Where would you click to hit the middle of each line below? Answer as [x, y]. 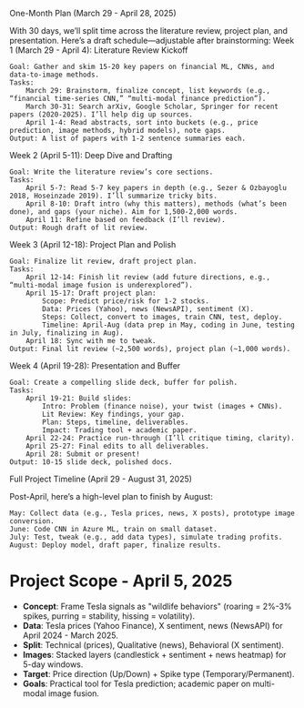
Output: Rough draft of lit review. [79, 228]
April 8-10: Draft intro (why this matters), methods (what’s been [156, 204]
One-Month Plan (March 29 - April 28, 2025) [93, 13]
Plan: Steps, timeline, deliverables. [116, 422]
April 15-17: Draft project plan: [91, 293]
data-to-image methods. [55, 75]
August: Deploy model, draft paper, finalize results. [116, 545]
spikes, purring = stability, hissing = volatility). [109, 616]
